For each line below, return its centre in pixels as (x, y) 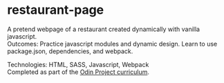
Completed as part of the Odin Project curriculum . (78, 72)
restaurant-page (56, 10)
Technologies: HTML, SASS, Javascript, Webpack (78, 64)
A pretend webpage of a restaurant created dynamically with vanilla (104, 29)
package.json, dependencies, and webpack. (70, 51)
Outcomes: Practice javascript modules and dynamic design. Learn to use (112, 44)
